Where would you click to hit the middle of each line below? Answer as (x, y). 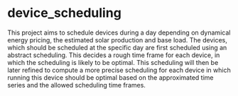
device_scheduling (65, 13)
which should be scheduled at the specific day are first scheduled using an (117, 47)
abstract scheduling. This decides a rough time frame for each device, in (114, 55)
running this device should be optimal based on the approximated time (110, 77)
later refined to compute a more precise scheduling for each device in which (119, 70)
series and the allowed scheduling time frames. (76, 85)
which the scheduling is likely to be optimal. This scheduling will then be (113, 62)
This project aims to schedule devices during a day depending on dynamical (119, 32)
